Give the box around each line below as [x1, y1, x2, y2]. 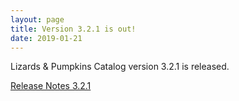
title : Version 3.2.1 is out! [10, 24, 137, 34]
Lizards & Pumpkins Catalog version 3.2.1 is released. [10, 61, 230, 73]
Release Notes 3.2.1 [10, 80, 92, 92]
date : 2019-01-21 [10, 33, 83, 43]
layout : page [10, 14, 65, 25]
